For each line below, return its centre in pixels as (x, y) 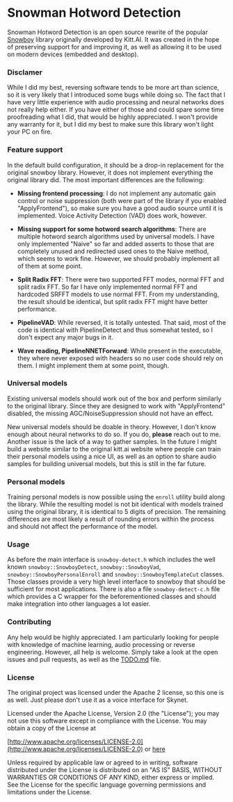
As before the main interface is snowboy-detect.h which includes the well (111, 560)
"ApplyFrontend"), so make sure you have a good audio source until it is (120, 208)
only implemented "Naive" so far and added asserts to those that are (115, 243)
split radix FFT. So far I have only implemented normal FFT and (107, 287)
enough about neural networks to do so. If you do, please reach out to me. (114, 434)
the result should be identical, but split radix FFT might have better (113, 301)
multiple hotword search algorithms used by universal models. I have (116, 236)
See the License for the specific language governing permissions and (107, 785)
